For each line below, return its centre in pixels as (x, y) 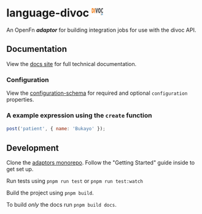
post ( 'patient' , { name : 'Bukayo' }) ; (56, 129)
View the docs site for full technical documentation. (72, 64)
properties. (20, 100)
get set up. (20, 169)
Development (33, 148)
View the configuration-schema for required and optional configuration (97, 93)
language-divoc (48, 13)
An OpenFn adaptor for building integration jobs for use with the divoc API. (101, 30)
